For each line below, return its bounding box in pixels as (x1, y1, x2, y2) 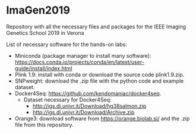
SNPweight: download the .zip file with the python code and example (14, 77, 184, 84)
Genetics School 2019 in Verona (6, 29, 84, 36)
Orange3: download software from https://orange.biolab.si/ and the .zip (14, 115, 190, 122)
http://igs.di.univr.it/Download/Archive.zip (32, 109, 135, 116)
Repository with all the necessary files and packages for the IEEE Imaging (6, 23, 186, 30)
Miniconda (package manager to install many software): (14, 52, 151, 59)
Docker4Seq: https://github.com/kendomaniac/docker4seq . (14, 90, 162, 97)
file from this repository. (14, 121, 74, 128)
